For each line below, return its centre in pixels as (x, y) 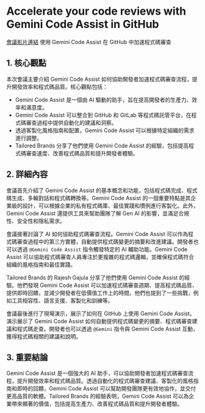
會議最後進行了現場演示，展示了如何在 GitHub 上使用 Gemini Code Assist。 (101, 313)
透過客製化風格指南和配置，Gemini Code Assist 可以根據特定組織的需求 (105, 130)
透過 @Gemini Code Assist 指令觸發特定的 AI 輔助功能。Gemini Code (102, 249)
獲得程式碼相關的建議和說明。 (44, 336)
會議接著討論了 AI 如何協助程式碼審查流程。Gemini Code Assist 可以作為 (97, 234)
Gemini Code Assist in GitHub (83, 24)
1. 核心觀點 (27, 63)
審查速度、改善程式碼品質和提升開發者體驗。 (82, 153)
